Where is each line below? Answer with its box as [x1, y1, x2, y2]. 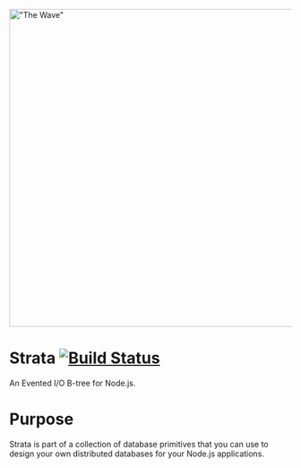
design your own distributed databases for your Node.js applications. [9, 448, 264, 459]
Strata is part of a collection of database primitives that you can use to [9, 438, 269, 449]
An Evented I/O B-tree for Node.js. [9, 377, 136, 388]
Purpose [9, 409, 74, 429]
